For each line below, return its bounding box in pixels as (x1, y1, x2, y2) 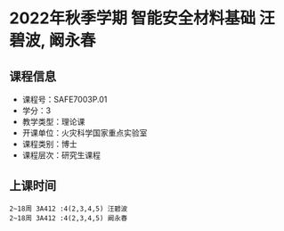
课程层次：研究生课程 (21, 150, 101, 161)
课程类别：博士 (21, 139, 77, 149)
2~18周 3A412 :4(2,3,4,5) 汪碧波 (9, 204, 128, 213)
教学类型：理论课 (21, 117, 85, 127)
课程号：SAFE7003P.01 (21, 95, 108, 104)
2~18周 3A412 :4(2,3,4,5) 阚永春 (9, 213, 128, 223)
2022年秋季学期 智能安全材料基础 (9, 8, 256, 29)
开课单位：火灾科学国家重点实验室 (21, 128, 148, 138)
